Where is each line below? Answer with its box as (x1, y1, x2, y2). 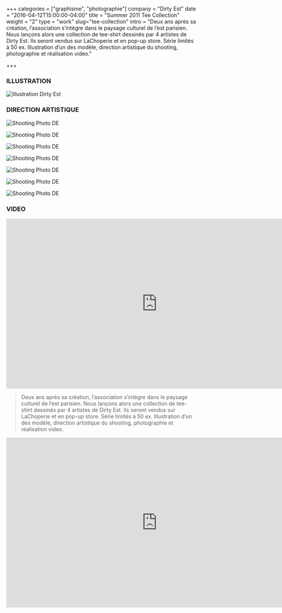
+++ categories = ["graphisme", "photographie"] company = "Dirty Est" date (6, 5, 196, 12)
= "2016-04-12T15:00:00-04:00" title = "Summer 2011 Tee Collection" (6, 11, 180, 19)
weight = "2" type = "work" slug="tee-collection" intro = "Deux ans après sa (6, 18, 196, 25)
